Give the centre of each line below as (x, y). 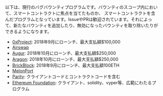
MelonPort (22, 71)
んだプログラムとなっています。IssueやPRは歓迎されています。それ (72, 19)
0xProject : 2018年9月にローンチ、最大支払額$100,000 (66, 42)
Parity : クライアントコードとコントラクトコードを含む (66, 77)
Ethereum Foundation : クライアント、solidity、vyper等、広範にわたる (82, 83)
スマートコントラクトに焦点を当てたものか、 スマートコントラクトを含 (84, 13)
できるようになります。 (29, 31)
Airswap (20, 47)
